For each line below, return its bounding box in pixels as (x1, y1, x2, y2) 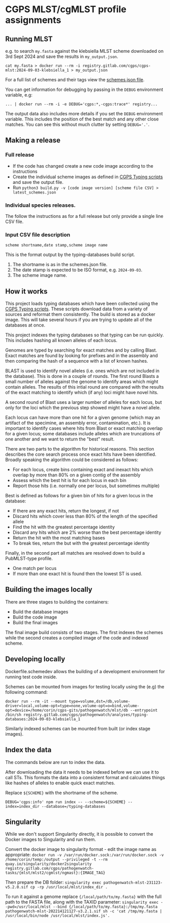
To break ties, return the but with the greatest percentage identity (12, 540, 150, 547)
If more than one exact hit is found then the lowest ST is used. (12, 570, 143, 577)
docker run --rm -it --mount (5, 698, 67, 704)
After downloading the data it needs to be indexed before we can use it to (5, 769, 159, 775)
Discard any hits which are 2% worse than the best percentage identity (12, 529, 161, 535)
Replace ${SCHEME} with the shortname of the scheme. (5, 789, 118, 795)
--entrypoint (130, 708, 158, 713)
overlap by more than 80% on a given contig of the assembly (12, 472, 141, 478)
